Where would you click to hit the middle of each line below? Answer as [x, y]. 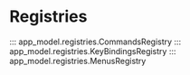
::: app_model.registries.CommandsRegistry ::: [95, 42]
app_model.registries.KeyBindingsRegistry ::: [93, 51]
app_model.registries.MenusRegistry [78, 61]
